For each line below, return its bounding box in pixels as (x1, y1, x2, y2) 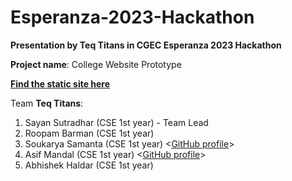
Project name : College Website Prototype (10, 58, 182, 70)
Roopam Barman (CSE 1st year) (24, 127, 155, 139)
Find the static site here (10, 77, 111, 90)
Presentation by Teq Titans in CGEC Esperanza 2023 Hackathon (10, 39, 282, 51)
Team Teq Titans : (10, 97, 84, 109)
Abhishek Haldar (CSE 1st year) (24, 159, 154, 171)
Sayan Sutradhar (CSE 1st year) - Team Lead (24, 116, 209, 128)
